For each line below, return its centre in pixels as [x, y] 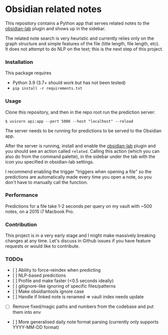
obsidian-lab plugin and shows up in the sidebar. [55, 28]
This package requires [28, 73]
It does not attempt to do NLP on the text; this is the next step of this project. [84, 49]
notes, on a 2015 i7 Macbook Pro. [40, 211]
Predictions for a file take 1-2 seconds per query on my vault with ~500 [79, 206]
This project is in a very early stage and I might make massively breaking [80, 235]
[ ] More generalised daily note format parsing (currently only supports [86, 322]
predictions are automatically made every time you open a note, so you [78, 177]
